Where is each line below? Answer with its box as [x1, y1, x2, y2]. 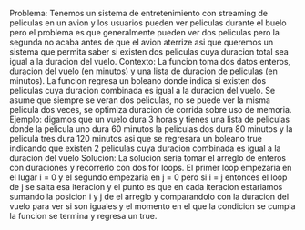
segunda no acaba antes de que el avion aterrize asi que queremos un [9, 36, 274, 47]
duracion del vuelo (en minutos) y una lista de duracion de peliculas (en [9, 65, 278, 76]
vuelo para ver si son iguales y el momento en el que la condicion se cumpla [9, 201, 296, 212]
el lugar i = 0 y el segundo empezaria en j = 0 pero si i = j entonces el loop [9, 172, 288, 183]
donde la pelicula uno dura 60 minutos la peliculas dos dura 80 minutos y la [9, 124, 293, 135]
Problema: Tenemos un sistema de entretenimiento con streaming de [9, 8, 269, 18]
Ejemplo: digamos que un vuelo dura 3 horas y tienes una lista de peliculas [9, 114, 290, 125]
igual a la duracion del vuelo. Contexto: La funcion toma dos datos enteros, [9, 56, 291, 66]
